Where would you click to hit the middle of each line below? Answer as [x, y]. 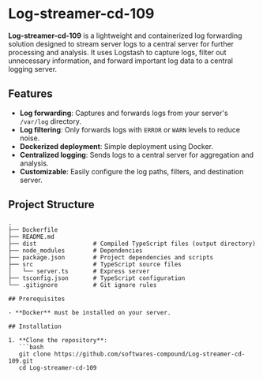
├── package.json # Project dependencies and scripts [111, 257]
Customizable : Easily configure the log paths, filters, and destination [131, 171]
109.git [21, 361]
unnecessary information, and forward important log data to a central [120, 61]
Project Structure [51, 205]
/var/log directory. [50, 121]
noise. [30, 138]
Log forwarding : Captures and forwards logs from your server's [124, 113]
